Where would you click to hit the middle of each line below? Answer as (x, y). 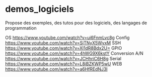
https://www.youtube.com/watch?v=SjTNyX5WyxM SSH (63, 42)
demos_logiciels (40, 9)
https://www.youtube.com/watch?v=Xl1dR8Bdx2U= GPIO (64, 48)
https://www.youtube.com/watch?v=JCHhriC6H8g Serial (63, 58)
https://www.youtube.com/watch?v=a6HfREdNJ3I (56, 69)
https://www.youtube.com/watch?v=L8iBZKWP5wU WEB (64, 64)
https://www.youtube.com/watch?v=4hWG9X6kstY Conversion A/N (74, 53)
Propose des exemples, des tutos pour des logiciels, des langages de (76, 23)
